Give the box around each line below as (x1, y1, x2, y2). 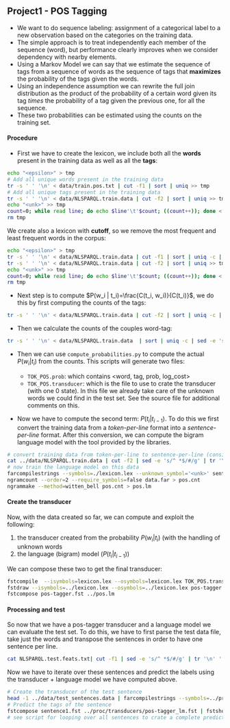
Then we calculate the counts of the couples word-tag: (16, 325, 172, 333)
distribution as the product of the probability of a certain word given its (16, 89, 217, 97)
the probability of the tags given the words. (16, 75, 139, 83)
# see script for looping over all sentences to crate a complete (7, 714, 201, 721)
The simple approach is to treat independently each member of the (16, 38, 207, 47)
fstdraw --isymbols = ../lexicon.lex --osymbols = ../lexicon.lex (7, 584, 188, 591)
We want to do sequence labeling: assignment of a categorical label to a (16, 23, 221, 32)
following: (7, 520, 35, 529)
